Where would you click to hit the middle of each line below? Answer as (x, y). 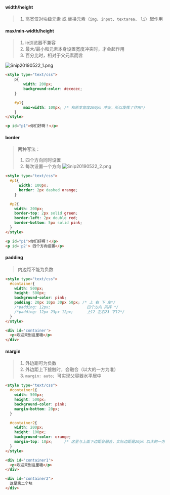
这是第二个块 (21, 483)
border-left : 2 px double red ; (46, 218)
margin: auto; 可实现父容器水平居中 (63, 376)
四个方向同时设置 (43, 160)
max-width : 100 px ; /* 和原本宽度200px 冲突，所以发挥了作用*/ (84, 107)
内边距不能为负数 (35, 269)
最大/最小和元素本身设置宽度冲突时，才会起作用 (75, 49)
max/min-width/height (30, 31)
